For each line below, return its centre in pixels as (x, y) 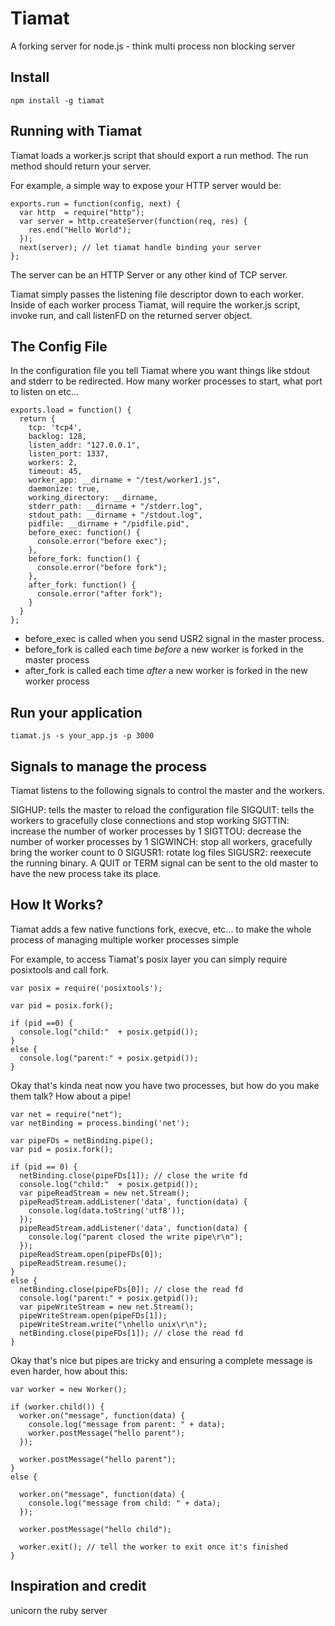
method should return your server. (81, 166)
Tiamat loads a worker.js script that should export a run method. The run (159, 155)
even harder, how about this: (69, 1371)
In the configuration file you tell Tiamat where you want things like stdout (160, 371)
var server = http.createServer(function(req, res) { (133, 221)
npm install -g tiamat (57, 100)
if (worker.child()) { (57, 1407)
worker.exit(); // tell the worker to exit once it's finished (153, 1547)
